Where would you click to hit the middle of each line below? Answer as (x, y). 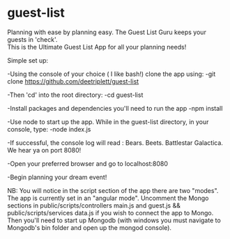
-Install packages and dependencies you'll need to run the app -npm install (115, 108)
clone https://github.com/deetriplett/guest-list (73, 81)
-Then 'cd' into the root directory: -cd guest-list (75, 95)
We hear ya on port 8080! (44, 150)
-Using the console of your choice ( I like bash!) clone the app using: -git (112, 74)
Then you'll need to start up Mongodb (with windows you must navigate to (114, 220)
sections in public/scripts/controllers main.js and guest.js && (94, 205)
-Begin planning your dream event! (57, 177)
